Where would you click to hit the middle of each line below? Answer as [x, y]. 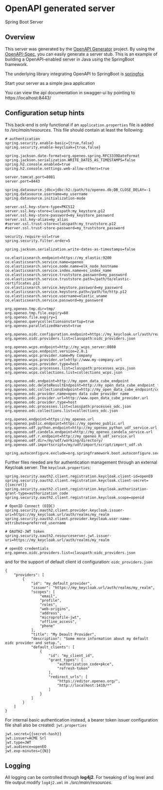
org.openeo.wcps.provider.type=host [42, 364]
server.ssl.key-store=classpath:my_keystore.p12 [55, 211]
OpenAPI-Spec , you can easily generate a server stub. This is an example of [81, 54]
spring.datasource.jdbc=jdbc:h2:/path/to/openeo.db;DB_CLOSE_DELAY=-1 [78, 190]
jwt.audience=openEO [26, 747]
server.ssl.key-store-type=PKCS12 [40, 207]
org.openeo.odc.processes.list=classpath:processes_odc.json [68, 406]
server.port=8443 [23, 181]
